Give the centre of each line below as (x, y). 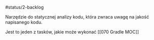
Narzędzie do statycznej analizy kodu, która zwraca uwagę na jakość (77, 17)
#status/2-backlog (24, 7)
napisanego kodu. (24, 22)
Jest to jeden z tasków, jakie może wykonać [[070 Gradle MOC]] (72, 32)
